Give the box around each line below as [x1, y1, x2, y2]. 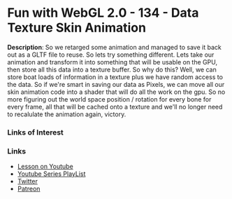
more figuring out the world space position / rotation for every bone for [7, 95, 212, 103]
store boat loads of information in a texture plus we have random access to [7, 72, 224, 81]
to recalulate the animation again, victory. [7, 110, 126, 118]
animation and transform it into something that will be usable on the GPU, [7, 57, 218, 66]
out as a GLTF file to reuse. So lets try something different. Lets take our [7, 50, 215, 59]
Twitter [17, 177, 38, 186]
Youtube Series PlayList [17, 170, 86, 178]
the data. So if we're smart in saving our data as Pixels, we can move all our [7, 80, 225, 88]
